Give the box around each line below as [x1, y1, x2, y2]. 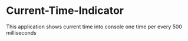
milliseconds [6, 29, 37, 36]
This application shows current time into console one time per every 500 [6, 23, 183, 30]
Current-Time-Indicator [6, 4, 124, 17]
